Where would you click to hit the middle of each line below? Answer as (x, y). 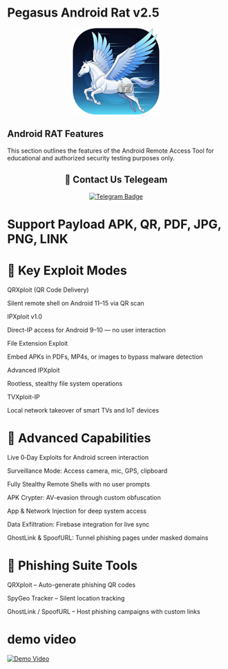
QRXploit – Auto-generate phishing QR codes (72, 585)
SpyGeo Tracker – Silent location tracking (66, 598)
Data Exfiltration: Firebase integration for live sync (78, 524)
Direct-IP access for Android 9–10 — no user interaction (86, 330)
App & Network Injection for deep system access (77, 511)
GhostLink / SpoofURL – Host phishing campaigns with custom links (104, 611)
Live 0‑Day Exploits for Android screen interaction (78, 457)
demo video (42, 639)
